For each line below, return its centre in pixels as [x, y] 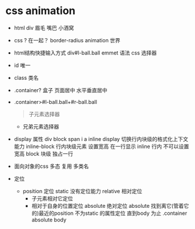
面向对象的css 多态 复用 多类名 [51, 166]
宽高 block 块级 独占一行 [43, 153]
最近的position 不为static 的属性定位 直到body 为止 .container [113, 213]
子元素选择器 [44, 114]
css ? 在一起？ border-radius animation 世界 [67, 40]
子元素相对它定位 [52, 198]
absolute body [49, 220]
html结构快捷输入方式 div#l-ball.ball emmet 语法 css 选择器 [85, 53]
